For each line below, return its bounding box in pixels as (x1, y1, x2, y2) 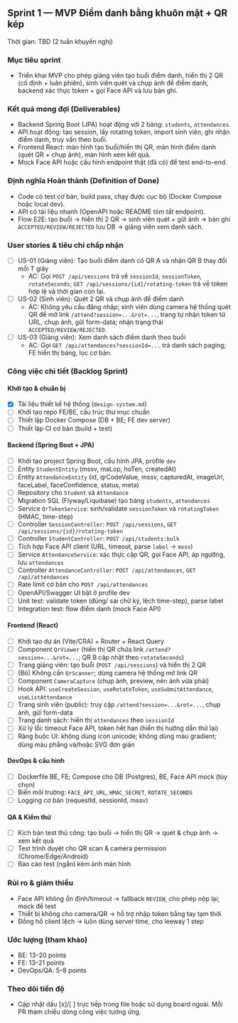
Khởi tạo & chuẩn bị (7, 384, 66, 393)
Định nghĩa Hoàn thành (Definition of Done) (7, 176, 160, 186)
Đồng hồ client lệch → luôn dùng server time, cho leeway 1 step (17, 917, 205, 925)
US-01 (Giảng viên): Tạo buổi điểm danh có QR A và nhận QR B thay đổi (17, 256, 227, 264)
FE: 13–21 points (17, 958, 65, 967)
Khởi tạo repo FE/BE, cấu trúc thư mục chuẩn (17, 407, 151, 417)
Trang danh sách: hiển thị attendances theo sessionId (17, 716, 175, 725)
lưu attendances (17, 559, 64, 567)
